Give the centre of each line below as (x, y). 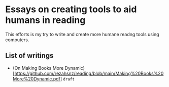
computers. (17, 40)
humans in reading (45, 20)
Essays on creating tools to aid (71, 9)
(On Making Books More (38, 68)
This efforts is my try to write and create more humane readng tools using (82, 34)
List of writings (29, 56)
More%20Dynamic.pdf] (37, 79)
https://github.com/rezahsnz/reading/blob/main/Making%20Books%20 (89, 73)
